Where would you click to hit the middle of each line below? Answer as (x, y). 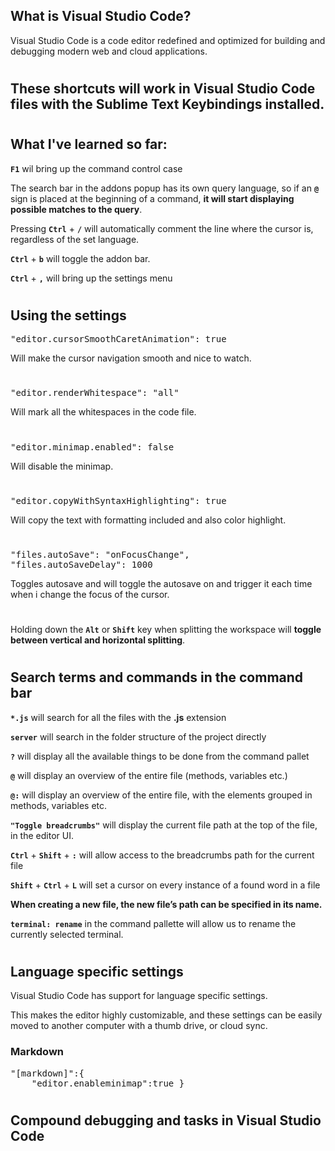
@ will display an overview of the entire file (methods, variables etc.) (149, 775)
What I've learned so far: (89, 144)
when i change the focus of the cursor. (90, 594)
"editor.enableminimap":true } (108, 1083)
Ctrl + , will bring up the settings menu (91, 278)
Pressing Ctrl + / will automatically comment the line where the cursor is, (162, 228)
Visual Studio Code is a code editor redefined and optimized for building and (168, 40)
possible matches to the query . (76, 209)
